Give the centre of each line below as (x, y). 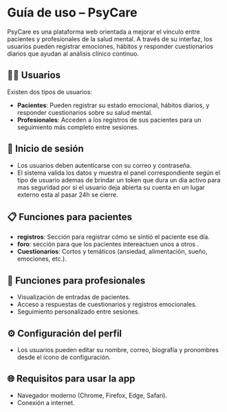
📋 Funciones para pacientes (70, 217)
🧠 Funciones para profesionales (76, 280)
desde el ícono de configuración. (64, 357)
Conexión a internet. (46, 402)
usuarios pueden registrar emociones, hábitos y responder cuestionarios (110, 46)
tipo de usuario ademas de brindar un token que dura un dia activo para (119, 180)
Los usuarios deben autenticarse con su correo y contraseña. (104, 165)
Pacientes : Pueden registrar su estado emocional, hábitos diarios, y (113, 105)
